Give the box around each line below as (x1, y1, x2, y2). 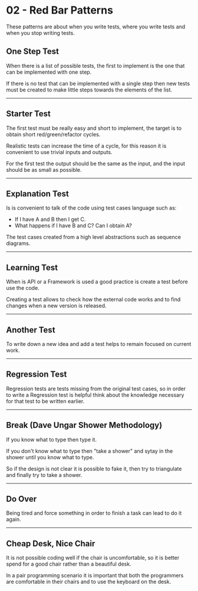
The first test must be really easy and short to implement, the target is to (6, 125, 181, 132)
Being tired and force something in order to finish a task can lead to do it (6, 510, 182, 517)
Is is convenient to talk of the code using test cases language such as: (6, 204, 177, 211)
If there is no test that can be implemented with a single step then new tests (6, 80, 190, 87)
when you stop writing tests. (6, 29, 75, 36)
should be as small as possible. (6, 166, 82, 173)
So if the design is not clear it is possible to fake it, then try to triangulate (6, 465, 182, 472)
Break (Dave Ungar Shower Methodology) (6, 420, 163, 430)
